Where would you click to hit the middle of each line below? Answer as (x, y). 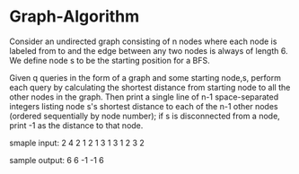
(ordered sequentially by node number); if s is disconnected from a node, (145, 116)
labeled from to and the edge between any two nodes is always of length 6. (149, 50)
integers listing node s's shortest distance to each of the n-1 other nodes (144, 106)
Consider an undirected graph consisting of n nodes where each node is (143, 41)
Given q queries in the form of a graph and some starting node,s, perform (145, 77)
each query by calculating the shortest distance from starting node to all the (150, 87)
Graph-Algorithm (75, 17)
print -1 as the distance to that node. (76, 125)
